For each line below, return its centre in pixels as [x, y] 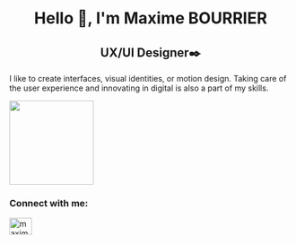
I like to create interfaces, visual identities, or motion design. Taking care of [148, 78]
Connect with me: [49, 203]
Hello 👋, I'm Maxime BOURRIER [151, 18]
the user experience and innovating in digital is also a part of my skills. [139, 88]
